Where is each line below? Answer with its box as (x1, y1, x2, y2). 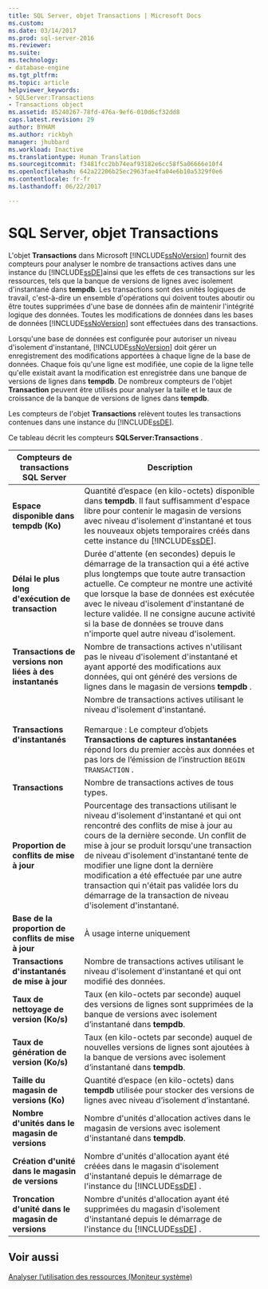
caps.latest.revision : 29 (8, 116, 94, 124)
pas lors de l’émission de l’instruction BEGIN (84, 754, 246, 765)
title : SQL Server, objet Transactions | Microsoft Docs (8, 11, 202, 20)
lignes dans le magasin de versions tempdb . (84, 681, 253, 692)
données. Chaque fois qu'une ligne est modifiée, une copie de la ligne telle (8, 359, 254, 368)
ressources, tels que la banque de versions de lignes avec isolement (8, 276, 234, 285)
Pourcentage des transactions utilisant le (84, 800, 237, 811)
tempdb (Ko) (12, 520, 61, 531)
